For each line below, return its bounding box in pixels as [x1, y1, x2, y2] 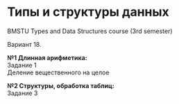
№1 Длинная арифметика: [7, 53, 88, 62]
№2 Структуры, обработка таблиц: [7, 81, 114, 90]
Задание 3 [7, 89, 38, 97]
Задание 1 [7, 61, 37, 69]
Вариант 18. [7, 40, 42, 48]
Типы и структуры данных [7, 4, 170, 20]
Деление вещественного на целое [7, 68, 110, 76]
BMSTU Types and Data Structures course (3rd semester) [7, 27, 173, 35]
